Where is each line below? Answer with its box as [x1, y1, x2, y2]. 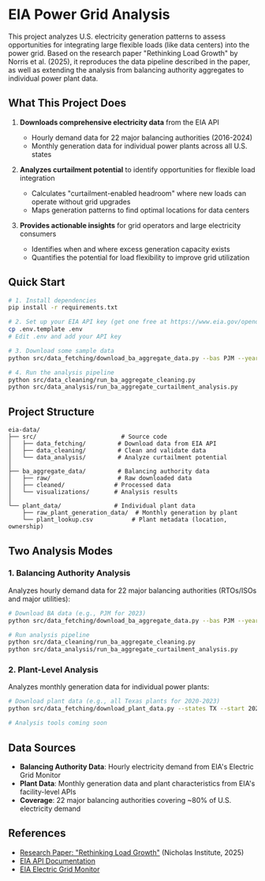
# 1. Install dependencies [8, 296, 97, 305]
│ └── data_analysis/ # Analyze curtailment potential [8, 454, 227, 462]
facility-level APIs [19, 787, 77, 797]
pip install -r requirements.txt [8, 304, 118, 312]
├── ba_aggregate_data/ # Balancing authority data [8, 467, 211, 475]
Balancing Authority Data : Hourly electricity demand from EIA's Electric [19, 762, 254, 771]
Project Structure [8, 405, 95, 418]
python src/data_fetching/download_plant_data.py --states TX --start [8, 705, 245, 713]
